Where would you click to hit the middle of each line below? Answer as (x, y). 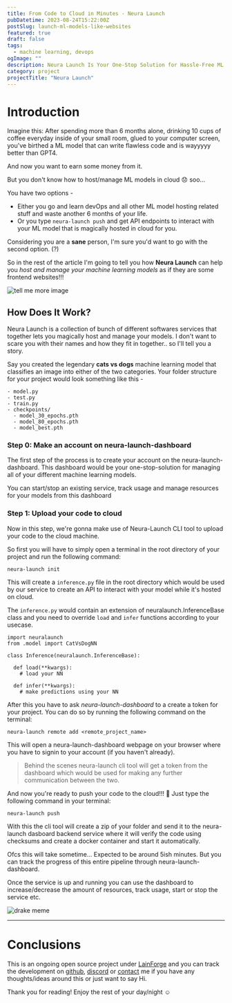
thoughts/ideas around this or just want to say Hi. (77, 978)
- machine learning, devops (54, 52)
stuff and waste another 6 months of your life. (82, 214)
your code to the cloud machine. (54, 536)
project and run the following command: (64, 556)
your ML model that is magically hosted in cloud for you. (97, 228)
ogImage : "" (24, 59)
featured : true (29, 33)
